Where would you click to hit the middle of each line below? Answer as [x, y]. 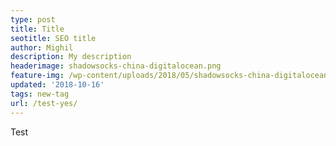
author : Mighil [42, 47]
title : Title [37, 29]
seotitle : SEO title [53, 38]
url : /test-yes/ [44, 103]
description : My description [71, 57]
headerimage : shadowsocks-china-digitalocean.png [116, 66]
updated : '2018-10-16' [57, 85]
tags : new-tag [40, 94]
